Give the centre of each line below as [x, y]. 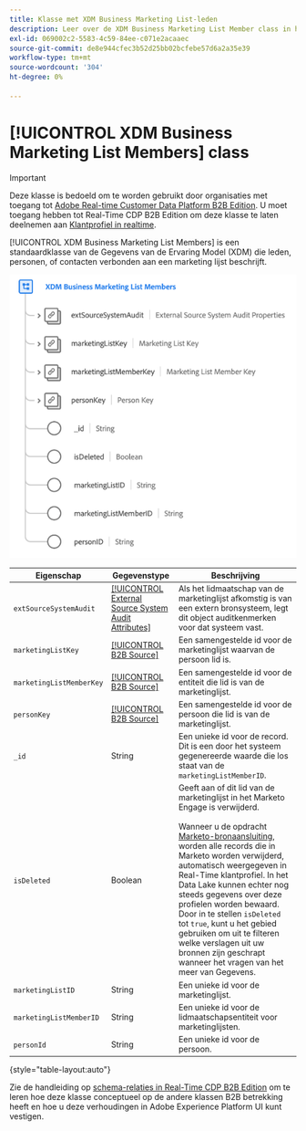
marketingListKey [46, 651]
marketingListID [44, 990]
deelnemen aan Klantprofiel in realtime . [83, 225]
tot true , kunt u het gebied [228, 924]
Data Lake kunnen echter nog [234, 885]
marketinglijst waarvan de [226, 650]
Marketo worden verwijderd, [231, 856]
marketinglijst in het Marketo [231, 798]
